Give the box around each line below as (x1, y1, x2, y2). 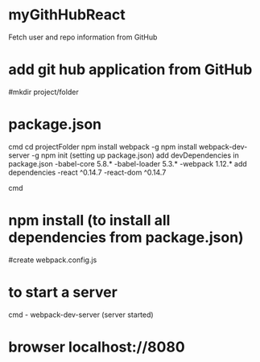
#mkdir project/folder (8, 87, 79, 97)
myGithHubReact (8, 6, 126, 24)
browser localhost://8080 (8, 338, 185, 356)
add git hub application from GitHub (8, 60, 253, 79)
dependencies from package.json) (8, 228, 244, 246)
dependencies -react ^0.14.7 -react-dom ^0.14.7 (8, 167, 167, 177)
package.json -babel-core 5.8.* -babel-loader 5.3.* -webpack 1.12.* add (8, 158, 247, 168)
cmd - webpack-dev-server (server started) (8, 310, 155, 319)
